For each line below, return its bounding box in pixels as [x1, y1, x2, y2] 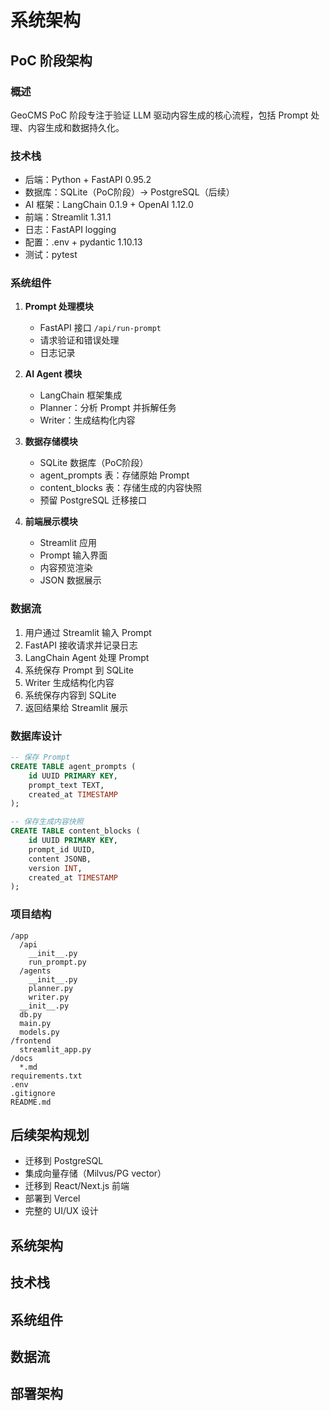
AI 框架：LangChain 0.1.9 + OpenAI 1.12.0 [24, 199, 194, 211]
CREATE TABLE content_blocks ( [10, 826, 141, 836]
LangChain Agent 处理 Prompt [24, 651, 150, 663]
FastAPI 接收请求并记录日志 [24, 639, 138, 651]
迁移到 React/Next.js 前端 [24, 1180, 130, 1192]
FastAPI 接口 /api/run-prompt [39, 322, 162, 334]
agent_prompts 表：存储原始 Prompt [39, 469, 190, 481]
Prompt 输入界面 [39, 549, 108, 561]
